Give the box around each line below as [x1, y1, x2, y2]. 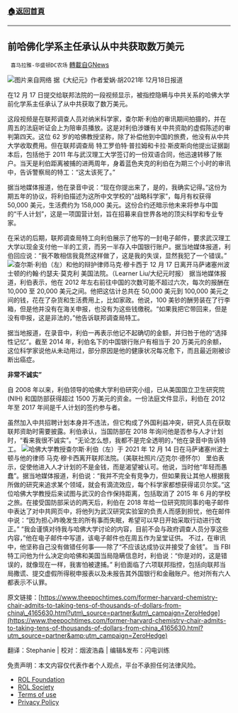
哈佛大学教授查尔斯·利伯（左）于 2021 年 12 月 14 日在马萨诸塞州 [28, 445, 217, 454]
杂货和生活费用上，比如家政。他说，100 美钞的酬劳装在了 [50, 296, 218, 305]
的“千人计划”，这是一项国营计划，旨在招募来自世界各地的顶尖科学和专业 [7, 209, 218, 218]
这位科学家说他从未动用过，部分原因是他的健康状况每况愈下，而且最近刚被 [7, 347, 225, 355]
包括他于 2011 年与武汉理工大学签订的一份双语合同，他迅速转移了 [25, 151, 216, 159]
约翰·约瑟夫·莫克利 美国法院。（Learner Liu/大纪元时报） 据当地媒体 [25, 269, 221, 278]
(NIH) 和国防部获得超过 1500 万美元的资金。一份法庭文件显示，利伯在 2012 [7, 394, 225, 403]
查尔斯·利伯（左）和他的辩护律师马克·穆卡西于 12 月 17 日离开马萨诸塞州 [14, 261, 224, 269]
